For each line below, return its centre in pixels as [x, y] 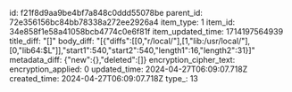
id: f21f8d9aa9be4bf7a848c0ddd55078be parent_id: [106, 13]
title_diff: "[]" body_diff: [52, 41]
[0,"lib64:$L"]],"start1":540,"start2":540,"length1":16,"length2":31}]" [133, 50]
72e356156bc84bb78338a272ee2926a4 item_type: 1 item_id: [122, 22]
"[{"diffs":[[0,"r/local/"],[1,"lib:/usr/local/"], [173, 41]
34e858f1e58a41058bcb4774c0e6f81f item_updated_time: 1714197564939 [146, 31]
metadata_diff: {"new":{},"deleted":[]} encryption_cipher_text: [122, 60]
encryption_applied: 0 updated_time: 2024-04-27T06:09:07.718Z [129, 69]
